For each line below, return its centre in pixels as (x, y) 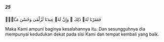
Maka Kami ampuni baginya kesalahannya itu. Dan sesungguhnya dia (75, 29)
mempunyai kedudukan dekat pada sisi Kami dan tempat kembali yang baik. (82, 34)
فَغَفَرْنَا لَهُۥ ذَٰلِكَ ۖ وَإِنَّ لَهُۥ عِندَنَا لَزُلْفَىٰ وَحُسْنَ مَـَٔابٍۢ (53, 19)
